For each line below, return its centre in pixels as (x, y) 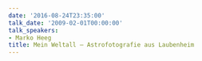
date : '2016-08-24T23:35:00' (57, 15)
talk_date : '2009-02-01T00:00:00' (66, 23)
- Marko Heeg (30, 38)
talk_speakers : (34, 30)
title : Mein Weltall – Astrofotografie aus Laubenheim (101, 45)
